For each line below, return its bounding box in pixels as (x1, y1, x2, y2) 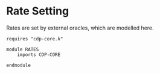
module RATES (6, 46, 39, 52)
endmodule (6, 62, 31, 68)
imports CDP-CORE (17, 51, 61, 58)
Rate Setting (6, 4, 69, 18)
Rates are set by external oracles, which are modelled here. (6, 24, 154, 31)
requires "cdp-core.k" (6, 36, 63, 42)
